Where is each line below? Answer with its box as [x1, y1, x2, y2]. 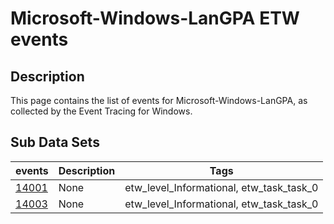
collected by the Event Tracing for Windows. [10, 105, 193, 117]
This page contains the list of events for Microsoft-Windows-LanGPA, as [10, 95, 308, 106]
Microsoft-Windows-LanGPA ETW [10, 7, 300, 30]
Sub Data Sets [10, 134, 100, 151]
